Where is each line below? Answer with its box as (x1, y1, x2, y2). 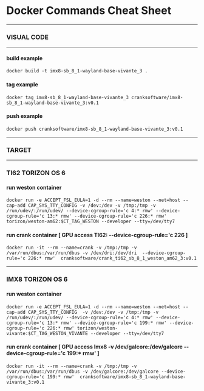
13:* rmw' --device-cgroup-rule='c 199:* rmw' (47, 320, 167, 326)
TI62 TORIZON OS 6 (6, 168, 66, 177)
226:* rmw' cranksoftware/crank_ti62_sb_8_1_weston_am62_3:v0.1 (28, 255, 197, 261)
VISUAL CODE (6, 33, 49, 41)
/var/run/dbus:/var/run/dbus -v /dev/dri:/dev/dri (6, 250, 137, 256)
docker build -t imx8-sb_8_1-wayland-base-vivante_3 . (6, 68, 148, 74)
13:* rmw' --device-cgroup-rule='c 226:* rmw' (47, 213, 167, 220)
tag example (6, 81, 38, 88)
